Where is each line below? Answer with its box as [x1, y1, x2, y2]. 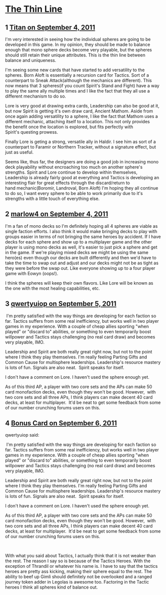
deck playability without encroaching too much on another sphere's [5, 164, 143, 170]
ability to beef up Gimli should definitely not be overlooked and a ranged [5, 574, 152, 580]
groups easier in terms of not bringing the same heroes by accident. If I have [5, 234, 162, 240]
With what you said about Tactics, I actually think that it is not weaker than [5, 553, 156, 559]
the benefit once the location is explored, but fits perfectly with [5, 124, 133, 130]
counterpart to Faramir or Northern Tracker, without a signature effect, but [5, 144, 157, 149]
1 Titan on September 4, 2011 [5, 23, 95, 32]
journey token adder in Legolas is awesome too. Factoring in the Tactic [5, 579, 149, 585]
